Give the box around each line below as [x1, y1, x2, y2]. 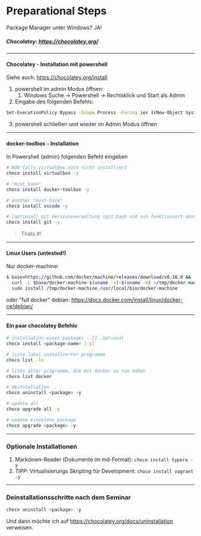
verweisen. [6, 524, 33, 531]
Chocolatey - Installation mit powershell [6, 60, 108, 68]
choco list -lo [6, 357, 44, 363]
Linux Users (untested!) [6, 249, 66, 257]
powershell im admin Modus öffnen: [14, 86, 103, 93]
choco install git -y [6, 220, 60, 226]
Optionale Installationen [6, 442, 78, 450]
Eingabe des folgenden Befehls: [14, 98, 94, 105]
